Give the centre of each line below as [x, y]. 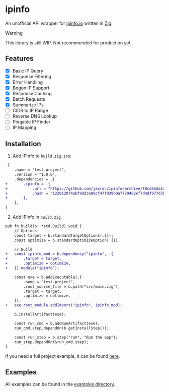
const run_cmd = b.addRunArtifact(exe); [57, 323]
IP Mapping [24, 127]
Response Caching [32, 93]
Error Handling [28, 82]
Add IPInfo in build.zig [37, 217]
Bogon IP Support [31, 88]
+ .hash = [27, 193]
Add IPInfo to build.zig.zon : [42, 156]
